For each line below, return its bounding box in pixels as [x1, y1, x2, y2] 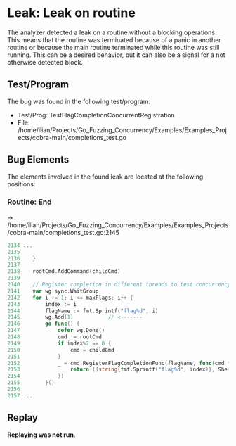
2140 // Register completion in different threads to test [7, 281, 193, 288]
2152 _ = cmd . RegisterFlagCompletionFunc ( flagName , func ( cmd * [7, 359, 231, 367]
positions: [7, 179, 36, 188]
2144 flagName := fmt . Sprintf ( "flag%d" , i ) [7, 307, 159, 314]
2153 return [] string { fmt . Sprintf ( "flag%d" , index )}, [7, 366, 216, 374]
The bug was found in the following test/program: [7, 97, 151, 106]
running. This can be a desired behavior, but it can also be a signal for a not [7, 51, 226, 59]
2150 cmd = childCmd [7, 346, 114, 353]
